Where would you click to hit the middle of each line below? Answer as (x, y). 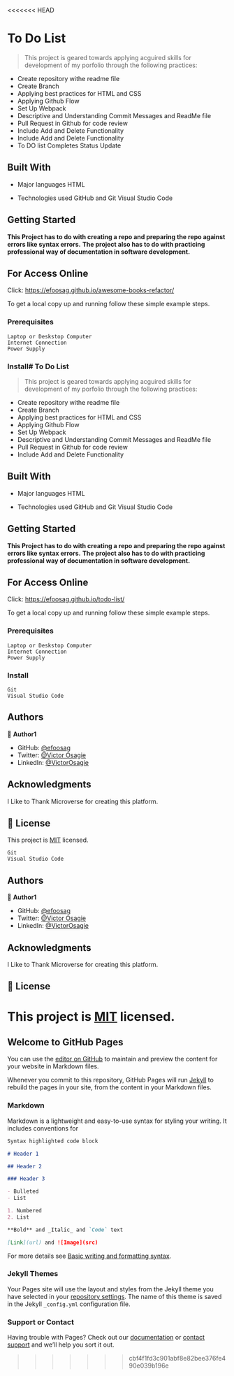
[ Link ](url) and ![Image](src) (53, 1242)
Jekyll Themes (33, 1274)
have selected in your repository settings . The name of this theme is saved (115, 1296)
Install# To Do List (38, 366)
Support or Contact (41, 1322)
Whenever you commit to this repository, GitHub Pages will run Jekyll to (111, 1080)
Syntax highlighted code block (53, 1141)
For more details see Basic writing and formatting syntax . (89, 1256)
